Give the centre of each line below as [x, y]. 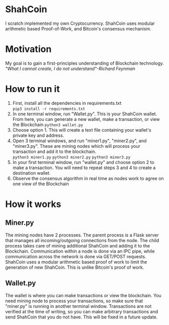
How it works [33, 204]
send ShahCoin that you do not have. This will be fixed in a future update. [81, 317]
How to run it [33, 89]
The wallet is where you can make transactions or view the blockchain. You [83, 295]
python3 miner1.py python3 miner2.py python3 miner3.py [71, 157]
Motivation [29, 49]
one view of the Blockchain [41, 184]
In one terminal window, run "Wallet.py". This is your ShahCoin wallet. [85, 114]
